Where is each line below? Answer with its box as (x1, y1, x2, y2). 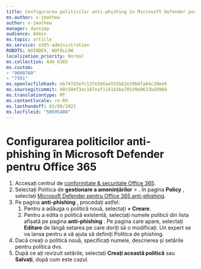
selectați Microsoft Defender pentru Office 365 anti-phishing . (14, 192, 166, 200)
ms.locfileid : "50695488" (6, 109, 71, 115)
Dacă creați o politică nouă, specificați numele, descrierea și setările (14, 237, 184, 244)
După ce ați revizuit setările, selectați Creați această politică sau (14, 249, 175, 257)
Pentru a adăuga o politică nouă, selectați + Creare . (23, 205, 151, 212)
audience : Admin (6, 31, 47, 37)
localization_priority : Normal (6, 53, 84, 59)
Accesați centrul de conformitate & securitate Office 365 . (14, 180, 156, 187)
